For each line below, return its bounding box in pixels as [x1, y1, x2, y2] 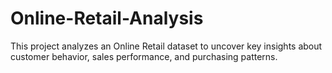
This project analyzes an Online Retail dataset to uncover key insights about [10, 40, 323, 52]
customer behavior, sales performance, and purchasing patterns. [10, 50, 278, 62]
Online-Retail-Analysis [10, 7, 204, 30]
